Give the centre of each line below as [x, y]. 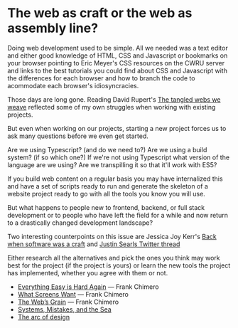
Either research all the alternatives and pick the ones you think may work [114, 258]
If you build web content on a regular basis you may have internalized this [115, 179]
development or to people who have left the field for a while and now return [118, 215]
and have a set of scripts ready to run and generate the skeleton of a [108, 186]
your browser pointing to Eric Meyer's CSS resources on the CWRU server [116, 63]
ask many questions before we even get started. [78, 136]
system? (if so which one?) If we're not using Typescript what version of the [118, 157]
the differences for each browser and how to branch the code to [101, 78]
